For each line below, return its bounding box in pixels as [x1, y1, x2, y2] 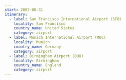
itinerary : [5, 12, 28, 17]
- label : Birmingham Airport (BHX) [9, 53, 84, 59]
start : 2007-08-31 [5, 7, 43, 12]
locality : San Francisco [14, 21, 66, 26]
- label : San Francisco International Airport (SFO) [9, 16, 122, 21]
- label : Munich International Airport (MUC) [9, 35, 106, 40]
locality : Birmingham [14, 58, 59, 63]
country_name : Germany [14, 44, 61, 49]
